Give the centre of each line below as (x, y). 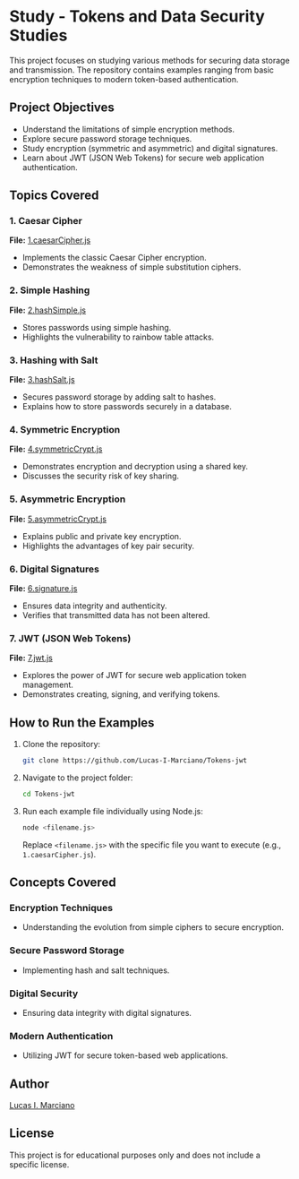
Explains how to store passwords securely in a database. (127, 407)
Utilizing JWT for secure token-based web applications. (125, 1055)
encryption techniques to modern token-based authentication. (124, 79)
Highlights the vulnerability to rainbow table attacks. (118, 337)
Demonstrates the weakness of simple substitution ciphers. (132, 267)
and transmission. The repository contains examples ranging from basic (142, 70)
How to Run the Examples (82, 723)
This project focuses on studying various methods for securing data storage (149, 60)
